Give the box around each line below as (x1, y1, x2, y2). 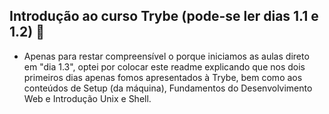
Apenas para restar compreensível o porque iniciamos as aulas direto (23, 50, 310, 62)
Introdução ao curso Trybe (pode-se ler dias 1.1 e (9, 8, 319, 25)
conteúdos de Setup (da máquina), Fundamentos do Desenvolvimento (23, 82, 313, 94)
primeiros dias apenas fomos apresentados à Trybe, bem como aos (23, 71, 303, 83)
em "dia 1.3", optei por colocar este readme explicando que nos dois (23, 60, 306, 73)
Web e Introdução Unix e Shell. (23, 92, 152, 104)
